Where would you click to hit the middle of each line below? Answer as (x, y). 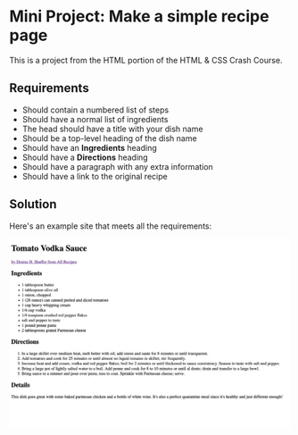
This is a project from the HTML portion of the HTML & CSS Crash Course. (146, 60)
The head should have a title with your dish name (112, 129)
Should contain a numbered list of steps (95, 110)
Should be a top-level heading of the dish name (110, 138)
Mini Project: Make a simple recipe (139, 17)
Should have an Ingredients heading (90, 147)
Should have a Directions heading (85, 157)
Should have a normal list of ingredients (95, 119)
